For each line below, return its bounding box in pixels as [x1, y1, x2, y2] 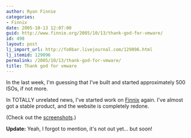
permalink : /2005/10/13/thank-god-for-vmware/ [6, 57, 121, 63]
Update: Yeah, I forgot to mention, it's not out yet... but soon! [6, 125, 153, 132]
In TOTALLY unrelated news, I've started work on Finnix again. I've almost [6, 96, 183, 103]
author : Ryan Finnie [6, 8, 57, 15]
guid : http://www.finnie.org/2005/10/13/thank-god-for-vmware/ [6, 30, 164, 36]
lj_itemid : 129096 [6, 52, 51, 58]
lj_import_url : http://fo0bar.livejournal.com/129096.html [6, 47, 153, 53]
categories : [6, 14, 35, 20]
